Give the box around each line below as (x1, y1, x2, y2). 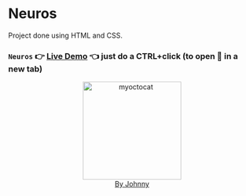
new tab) (8, 64, 43, 74)
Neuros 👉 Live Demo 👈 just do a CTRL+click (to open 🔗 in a (8, 50, 238, 61)
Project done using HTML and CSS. (8, 31, 123, 40)
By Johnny (115, 180, 149, 189)
